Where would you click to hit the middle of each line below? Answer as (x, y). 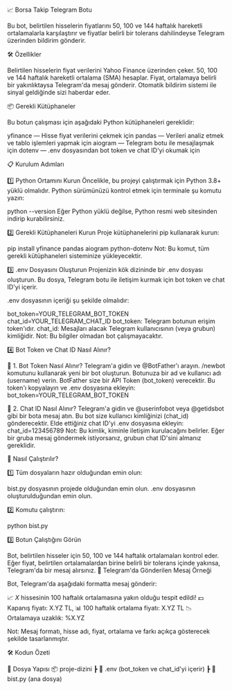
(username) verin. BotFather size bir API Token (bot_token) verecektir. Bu (111, 380)
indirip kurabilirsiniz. (36, 219)
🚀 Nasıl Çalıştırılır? (33, 459)
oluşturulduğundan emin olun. (50, 496)
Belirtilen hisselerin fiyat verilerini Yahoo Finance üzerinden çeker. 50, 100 (113, 70)
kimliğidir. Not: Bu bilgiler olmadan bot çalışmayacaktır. (85, 336)
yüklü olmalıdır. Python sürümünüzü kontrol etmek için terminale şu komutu (114, 190)
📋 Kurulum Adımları (36, 164)
